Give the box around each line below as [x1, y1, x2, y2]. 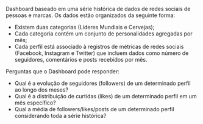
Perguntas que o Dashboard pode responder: [5, 68, 119, 75]
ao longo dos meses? [14, 86, 68, 93]
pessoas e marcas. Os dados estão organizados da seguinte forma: [5, 12, 176, 19]
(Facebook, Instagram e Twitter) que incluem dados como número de [14, 49, 189, 57]
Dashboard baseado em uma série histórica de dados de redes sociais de [5, 5, 191, 12]
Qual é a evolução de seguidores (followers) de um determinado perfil [14, 79, 191, 87]
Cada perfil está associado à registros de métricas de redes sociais [14, 43, 184, 50]
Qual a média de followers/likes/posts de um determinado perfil [14, 106, 174, 112]
